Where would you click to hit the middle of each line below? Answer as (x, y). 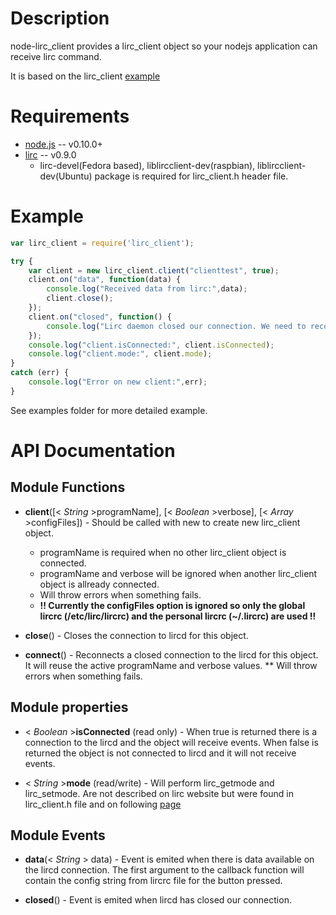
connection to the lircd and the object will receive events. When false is (171, 742)
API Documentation (93, 451)
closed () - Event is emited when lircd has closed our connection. (158, 900)
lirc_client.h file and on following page (103, 804)
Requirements (70, 116)
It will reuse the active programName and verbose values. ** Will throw (171, 665)
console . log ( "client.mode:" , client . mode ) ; (120, 354)
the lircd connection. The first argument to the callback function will (164, 870)
